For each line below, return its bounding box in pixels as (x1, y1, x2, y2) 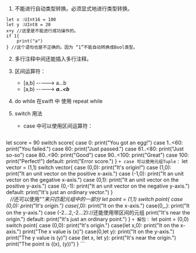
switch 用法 (14, 110, 43, 117)
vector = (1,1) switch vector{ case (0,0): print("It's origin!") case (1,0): (6, 164, 171, 171)
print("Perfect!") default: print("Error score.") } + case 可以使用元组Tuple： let (6, 158, 188, 164)
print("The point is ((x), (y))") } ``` (6, 241, 86, 247)
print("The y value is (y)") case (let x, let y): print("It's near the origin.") (6, 234, 177, 241)
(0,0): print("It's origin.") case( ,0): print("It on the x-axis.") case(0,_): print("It (6, 202, 190, 209)
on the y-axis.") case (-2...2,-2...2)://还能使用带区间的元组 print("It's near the (6, 209, 190, 216)
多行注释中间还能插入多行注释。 (14, 55, 92, 62)
